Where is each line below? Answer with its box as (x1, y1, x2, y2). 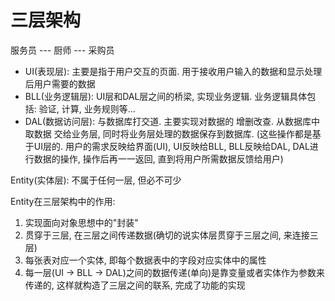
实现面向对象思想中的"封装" (24, 216, 139, 228)
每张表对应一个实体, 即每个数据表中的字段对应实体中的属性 (24, 254, 267, 266)
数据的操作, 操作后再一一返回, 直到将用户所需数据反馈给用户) (33, 152, 284, 165)
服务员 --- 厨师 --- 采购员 (10, 44, 115, 56)
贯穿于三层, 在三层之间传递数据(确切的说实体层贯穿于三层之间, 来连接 (24, 229, 310, 241)
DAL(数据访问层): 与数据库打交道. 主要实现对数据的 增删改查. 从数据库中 (24, 115, 321, 127)
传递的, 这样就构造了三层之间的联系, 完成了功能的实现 (24, 279, 246, 291)
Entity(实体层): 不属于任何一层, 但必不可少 (10, 174, 182, 186)
